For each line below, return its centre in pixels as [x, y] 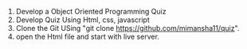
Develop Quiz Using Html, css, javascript [82, 20]
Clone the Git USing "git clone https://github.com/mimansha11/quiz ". [127, 28]
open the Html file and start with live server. [87, 36]
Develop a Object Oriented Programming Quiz [91, 11]
